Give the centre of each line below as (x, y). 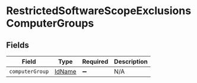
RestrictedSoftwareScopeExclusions (99, 11)
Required (95, 62)
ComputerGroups (50, 23)
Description (131, 62)
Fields (18, 45)
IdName (65, 72)
